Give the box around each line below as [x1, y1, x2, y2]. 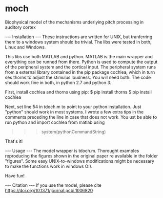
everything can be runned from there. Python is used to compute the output [5, 59, 158, 65]
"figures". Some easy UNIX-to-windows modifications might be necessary [5, 158, 155, 164]
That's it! [5, 138, 23, 144]
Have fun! [5, 173, 25, 178]
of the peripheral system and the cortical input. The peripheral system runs [5, 64, 156, 70]
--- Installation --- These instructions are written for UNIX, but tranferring [5, 34, 153, 40]
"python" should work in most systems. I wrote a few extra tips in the [5, 109, 144, 115]
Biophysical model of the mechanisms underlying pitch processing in [5, 19, 144, 25]
